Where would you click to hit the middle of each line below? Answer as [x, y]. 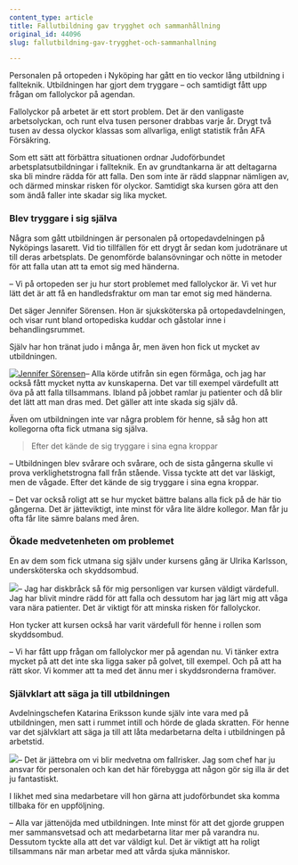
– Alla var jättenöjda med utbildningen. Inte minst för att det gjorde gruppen [147, 823]
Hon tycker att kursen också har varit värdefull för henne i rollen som [135, 624]
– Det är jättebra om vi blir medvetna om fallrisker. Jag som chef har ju [147, 760]
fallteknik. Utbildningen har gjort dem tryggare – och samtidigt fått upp [138, 85]
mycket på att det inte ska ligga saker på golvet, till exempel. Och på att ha [145, 661]
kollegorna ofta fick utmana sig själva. [79, 428]
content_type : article [51, 17]
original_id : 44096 [45, 34]
